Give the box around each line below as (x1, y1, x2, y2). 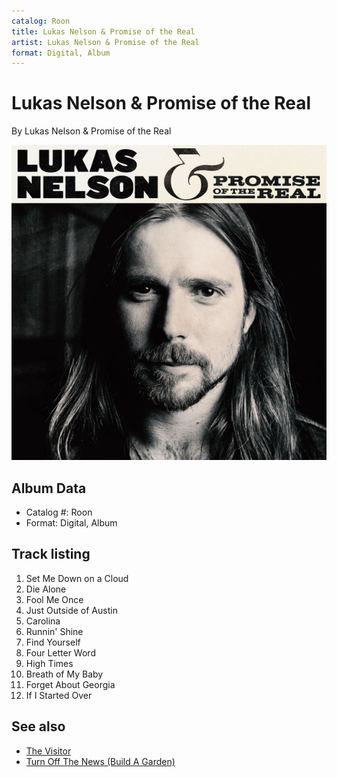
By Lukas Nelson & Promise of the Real (11, 125, 172, 137)
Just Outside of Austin (25, 604, 118, 616)
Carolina (25, 615, 61, 627)
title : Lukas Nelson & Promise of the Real (11, 26, 196, 37)
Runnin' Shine (25, 625, 84, 637)
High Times (25, 657, 74, 669)
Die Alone (25, 583, 67, 595)
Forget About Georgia (25, 678, 116, 690)
